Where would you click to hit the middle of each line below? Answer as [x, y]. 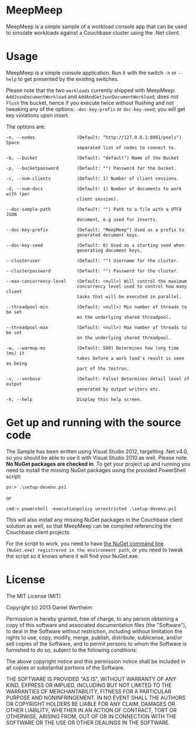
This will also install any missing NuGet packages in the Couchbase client [94, 520]
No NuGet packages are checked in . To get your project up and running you [98, 464]
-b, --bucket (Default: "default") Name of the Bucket [93, 158]
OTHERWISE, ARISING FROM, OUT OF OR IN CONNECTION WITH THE [91, 716]
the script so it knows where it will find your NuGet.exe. [73, 556]
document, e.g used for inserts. [118, 220]
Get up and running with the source [94, 423]
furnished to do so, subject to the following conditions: [72, 650]
